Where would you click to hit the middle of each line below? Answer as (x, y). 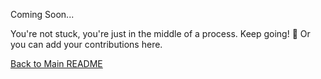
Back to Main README (56, 63)
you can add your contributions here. (86, 44)
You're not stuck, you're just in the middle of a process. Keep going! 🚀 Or (160, 33)
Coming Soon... (42, 14)
